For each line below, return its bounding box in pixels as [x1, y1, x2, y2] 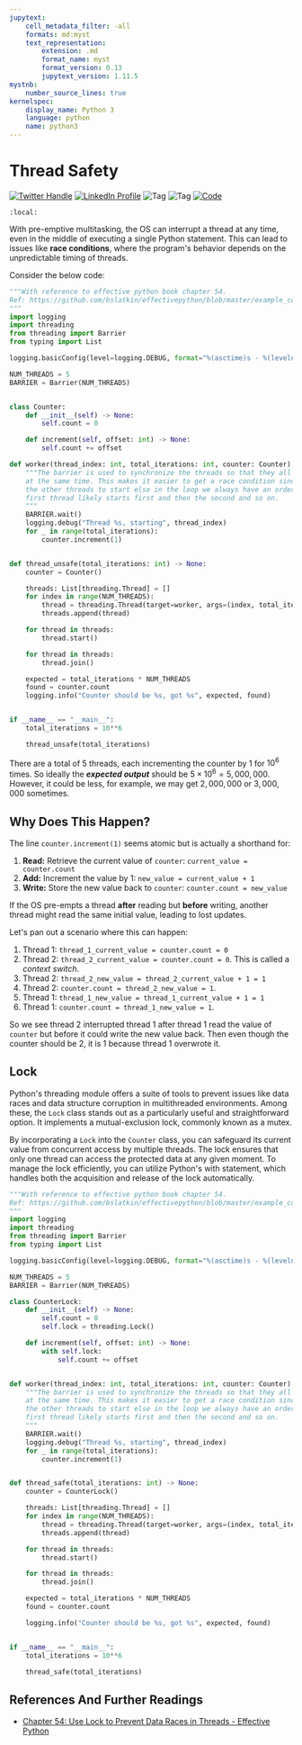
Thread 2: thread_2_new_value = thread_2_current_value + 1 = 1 [22, 973, 267, 984]
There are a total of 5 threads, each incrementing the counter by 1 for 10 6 [9, 756, 280, 769]
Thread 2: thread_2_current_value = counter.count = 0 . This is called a [22, 953, 290, 964]
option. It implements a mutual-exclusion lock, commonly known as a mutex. [9, 1117, 292, 1128]
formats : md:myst [25, 30, 91, 39]
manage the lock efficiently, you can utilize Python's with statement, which [9, 1163, 286, 1174]
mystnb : [9, 80, 39, 89]
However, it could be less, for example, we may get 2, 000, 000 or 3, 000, [9, 778, 280, 789]
